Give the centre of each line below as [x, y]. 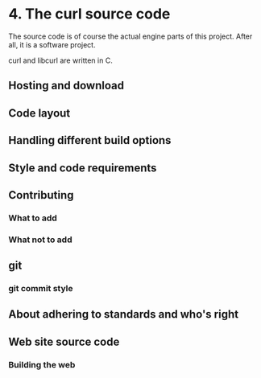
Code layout [39, 113]
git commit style [41, 289]
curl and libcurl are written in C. [60, 60]
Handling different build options [90, 140]
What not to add [40, 240]
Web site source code [64, 341]
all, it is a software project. [52, 44]
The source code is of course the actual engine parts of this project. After [130, 36]
